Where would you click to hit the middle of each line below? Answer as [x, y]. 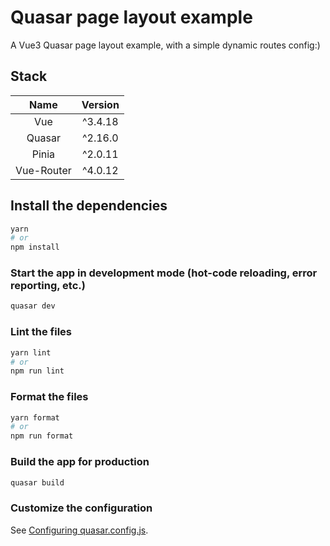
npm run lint [37, 371]
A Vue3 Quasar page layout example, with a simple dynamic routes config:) [165, 45]
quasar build [37, 482]
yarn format [35, 417]
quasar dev [33, 306]
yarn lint [31, 352]
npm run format [42, 436]
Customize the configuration [81, 508]
